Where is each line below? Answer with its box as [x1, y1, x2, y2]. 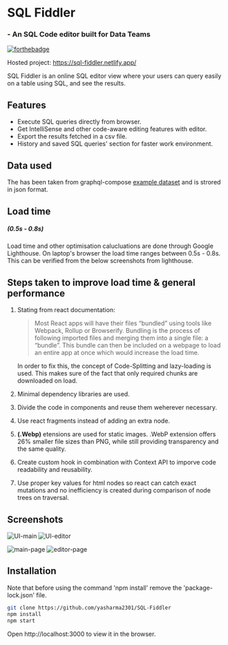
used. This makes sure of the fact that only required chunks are [17, 369, 198, 378]
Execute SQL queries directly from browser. [17, 117, 142, 126]
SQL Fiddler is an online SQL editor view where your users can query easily [7, 72, 222, 80]
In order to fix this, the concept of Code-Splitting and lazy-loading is [17, 362, 212, 370]
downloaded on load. [17, 376, 78, 385]
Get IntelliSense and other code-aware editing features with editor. [17, 125, 207, 133]
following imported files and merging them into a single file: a [34, 334, 209, 343]
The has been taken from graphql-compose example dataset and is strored [7, 178, 221, 186]
